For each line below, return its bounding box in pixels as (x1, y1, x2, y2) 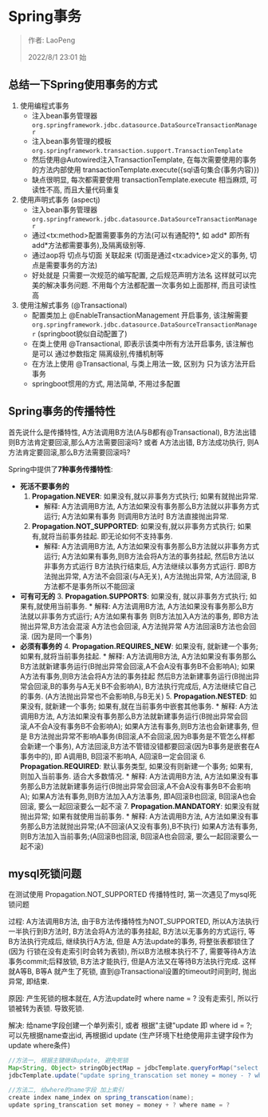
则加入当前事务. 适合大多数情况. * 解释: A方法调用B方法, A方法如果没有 (19, 771, 252, 781)
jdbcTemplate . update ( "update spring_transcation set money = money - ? (8, 1071, 251, 1080)
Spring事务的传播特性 (8, 405, 116, 418)
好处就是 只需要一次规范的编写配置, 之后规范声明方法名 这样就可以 (31, 270, 250, 280)
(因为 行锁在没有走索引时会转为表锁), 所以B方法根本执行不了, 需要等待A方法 (8, 947, 257, 956)
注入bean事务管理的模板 (31, 136, 112, 146)
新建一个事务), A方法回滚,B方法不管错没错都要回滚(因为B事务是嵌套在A (26, 741, 260, 751)
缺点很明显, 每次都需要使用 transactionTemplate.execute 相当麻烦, (31, 174, 249, 184)
